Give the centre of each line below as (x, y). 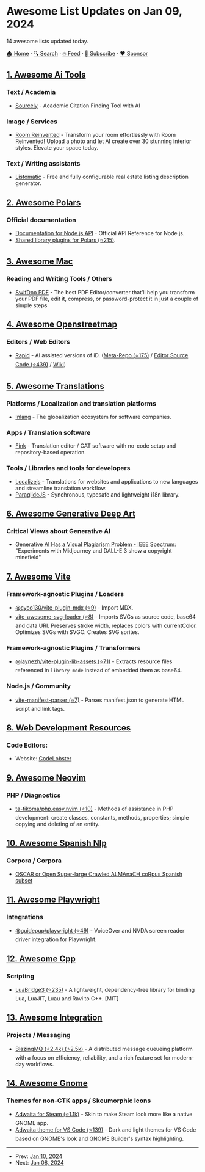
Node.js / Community (39, 686)
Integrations (25, 917)
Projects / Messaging (38, 1035)
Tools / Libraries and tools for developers (68, 468)
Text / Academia (31, 92)
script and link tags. (40, 708)
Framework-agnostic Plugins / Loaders (65, 594)
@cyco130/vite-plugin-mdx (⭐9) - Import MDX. (74, 607)
